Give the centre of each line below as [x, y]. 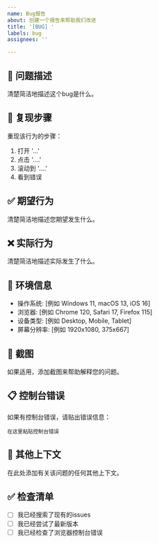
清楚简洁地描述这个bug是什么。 [52, 93]
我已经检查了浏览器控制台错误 [60, 532]
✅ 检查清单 [31, 497]
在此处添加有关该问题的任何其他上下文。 [65, 473]
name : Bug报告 [27, 14]
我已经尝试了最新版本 [48, 523]
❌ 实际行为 [30, 243]
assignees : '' [28, 40]
